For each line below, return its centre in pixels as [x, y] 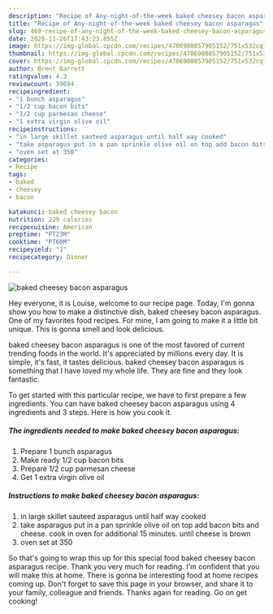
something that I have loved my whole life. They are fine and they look [126, 370]
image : [19, 46]
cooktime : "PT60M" [39, 242]
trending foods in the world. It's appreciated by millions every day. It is [126, 353]
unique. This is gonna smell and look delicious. [87, 329]
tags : [17, 175]
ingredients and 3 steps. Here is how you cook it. [90, 412]
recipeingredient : [39, 91]
